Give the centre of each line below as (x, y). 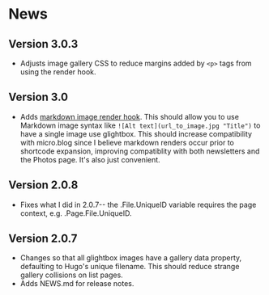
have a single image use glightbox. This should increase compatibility (136, 133)
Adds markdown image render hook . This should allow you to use (129, 116)
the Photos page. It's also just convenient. (90, 159)
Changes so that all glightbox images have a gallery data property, (131, 258)
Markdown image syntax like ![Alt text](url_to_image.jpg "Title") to (140, 125)
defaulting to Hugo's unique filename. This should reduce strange (130, 267)
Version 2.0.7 (43, 239)
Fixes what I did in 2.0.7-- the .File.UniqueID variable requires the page (138, 204)
